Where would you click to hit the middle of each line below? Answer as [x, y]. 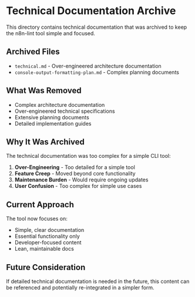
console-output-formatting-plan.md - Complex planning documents [97, 72]
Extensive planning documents [52, 117]
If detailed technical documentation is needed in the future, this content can [98, 281]
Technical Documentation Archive [91, 11]
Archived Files [33, 52]
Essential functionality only [47, 237]
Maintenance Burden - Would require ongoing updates [81, 180]
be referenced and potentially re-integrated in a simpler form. [80, 288]
